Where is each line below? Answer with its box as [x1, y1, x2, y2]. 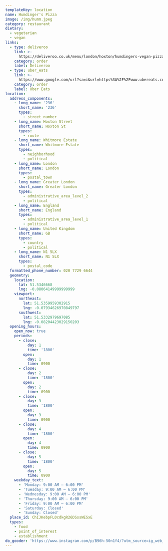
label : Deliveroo [14, 63, 50, 68]
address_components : [9, 96, 52, 101]
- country [23, 240, 43, 245]
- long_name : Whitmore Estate [14, 138, 77, 143]
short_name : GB [18, 231, 50, 236]
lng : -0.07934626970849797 [23, 305, 79, 311]
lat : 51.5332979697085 [23, 315, 70, 320]
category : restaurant [5, 21, 50, 27]
